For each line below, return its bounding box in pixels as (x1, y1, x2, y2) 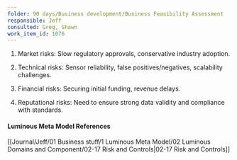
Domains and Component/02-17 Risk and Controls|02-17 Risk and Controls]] (7, 145, 231, 154)
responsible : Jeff (7, 17, 62, 24)
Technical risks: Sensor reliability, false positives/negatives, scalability (17, 63, 224, 72)
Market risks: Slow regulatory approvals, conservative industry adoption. (17, 50, 231, 58)
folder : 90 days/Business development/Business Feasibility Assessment (7, 10, 224, 18)
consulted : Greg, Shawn (7, 23, 78, 30)
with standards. (17, 105, 64, 114)
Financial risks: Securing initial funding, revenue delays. (17, 84, 181, 93)
